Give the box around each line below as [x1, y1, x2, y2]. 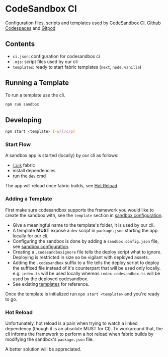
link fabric [12, 162, 35, 168]
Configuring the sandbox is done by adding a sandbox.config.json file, [12, 238, 159, 244]
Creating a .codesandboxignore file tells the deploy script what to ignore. [12, 248, 162, 255]
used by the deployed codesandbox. [12, 276, 89, 282]
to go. [5, 296, 18, 302]
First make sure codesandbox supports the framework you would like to [5, 207, 154, 213]
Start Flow [5, 141, 31, 148]
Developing [5, 116, 42, 124]
